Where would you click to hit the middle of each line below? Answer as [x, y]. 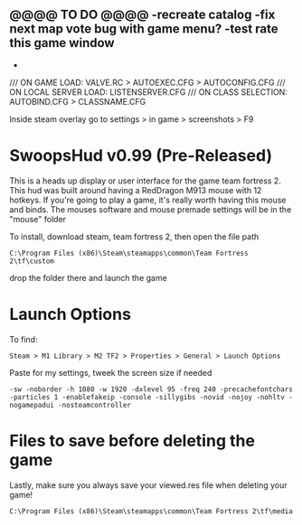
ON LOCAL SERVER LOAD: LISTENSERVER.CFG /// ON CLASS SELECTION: [148, 92]
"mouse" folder [38, 219]
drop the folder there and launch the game [88, 277]
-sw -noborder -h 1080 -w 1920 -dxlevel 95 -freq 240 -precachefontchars [151, 389]
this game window [62, 43]
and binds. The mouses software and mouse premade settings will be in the [151, 209]
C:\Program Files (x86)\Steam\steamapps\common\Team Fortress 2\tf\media [151, 511]
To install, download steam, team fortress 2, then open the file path [134, 236]
